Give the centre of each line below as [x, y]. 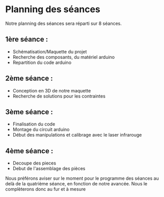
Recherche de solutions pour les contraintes [59, 96]
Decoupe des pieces [34, 163]
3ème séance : [29, 112]
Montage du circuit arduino [41, 129]
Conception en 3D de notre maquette [52, 90]
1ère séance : [27, 39]
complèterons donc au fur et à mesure [46, 189]
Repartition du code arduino [42, 62]
